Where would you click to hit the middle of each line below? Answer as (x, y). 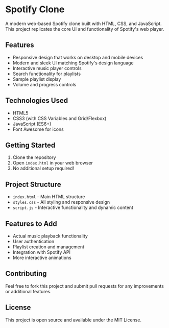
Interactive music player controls (47, 68)
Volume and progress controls (44, 84)
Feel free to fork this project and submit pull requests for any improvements (85, 286)
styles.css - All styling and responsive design (61, 202)
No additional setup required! (43, 168)
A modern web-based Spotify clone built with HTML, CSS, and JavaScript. (83, 24)
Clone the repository (34, 157)
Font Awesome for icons (38, 129)
